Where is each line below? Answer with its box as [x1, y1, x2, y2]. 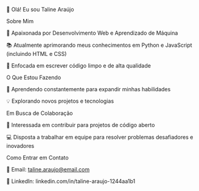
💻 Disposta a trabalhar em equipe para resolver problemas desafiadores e [6, 134, 194, 141]
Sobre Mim [6, 18, 34, 24]
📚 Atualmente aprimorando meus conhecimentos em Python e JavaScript [6, 41, 193, 49]
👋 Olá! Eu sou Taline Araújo [6, 6, 74, 13]
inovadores [6, 142, 35, 149]
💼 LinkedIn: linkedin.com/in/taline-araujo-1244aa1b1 [6, 178, 136, 185]
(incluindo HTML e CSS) [6, 50, 67, 57]
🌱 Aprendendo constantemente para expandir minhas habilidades [6, 86, 171, 92]
